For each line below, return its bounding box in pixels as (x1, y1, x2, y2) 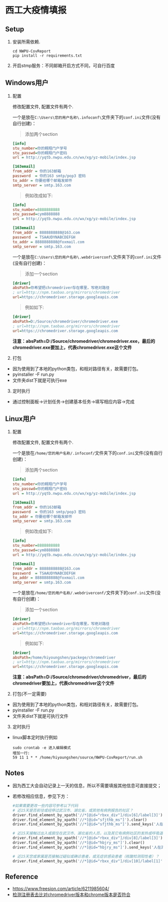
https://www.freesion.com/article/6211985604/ (12, 885, 109, 892)
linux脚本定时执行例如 (12, 735, 57, 741)
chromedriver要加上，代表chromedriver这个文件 (12, 680, 114, 687)
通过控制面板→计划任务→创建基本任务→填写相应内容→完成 (12, 398, 135, 404)
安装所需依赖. (12, 39, 40, 45)
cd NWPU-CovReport (12, 49, 51, 54)
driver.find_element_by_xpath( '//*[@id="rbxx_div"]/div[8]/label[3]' (12, 835, 161, 841)
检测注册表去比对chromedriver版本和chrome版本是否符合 (12, 891, 131, 897)
